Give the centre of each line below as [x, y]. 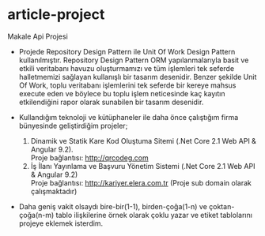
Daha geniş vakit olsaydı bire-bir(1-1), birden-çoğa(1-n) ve [113, 206]
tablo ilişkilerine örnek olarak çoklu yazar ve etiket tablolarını [154, 215]
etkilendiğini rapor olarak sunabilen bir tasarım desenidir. [111, 102]
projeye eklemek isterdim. [61, 223]
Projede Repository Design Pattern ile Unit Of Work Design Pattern [127, 51]
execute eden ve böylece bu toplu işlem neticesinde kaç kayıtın [122, 93]
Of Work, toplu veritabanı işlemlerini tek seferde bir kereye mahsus [127, 85]
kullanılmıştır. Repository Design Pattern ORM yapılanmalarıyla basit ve [134, 60]
